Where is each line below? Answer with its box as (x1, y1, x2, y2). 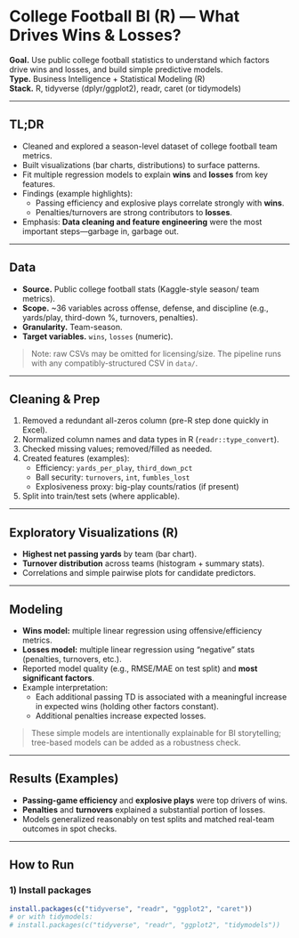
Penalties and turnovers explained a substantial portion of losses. (21, 804, 266, 815)
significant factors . (21, 673, 95, 683)
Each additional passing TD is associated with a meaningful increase (35, 691, 287, 702)
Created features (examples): (21, 453, 130, 464)
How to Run (9, 857, 75, 873)
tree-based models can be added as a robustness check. (30, 737, 242, 748)
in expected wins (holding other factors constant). (35, 701, 220, 711)
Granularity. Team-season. (21, 321, 123, 332)
